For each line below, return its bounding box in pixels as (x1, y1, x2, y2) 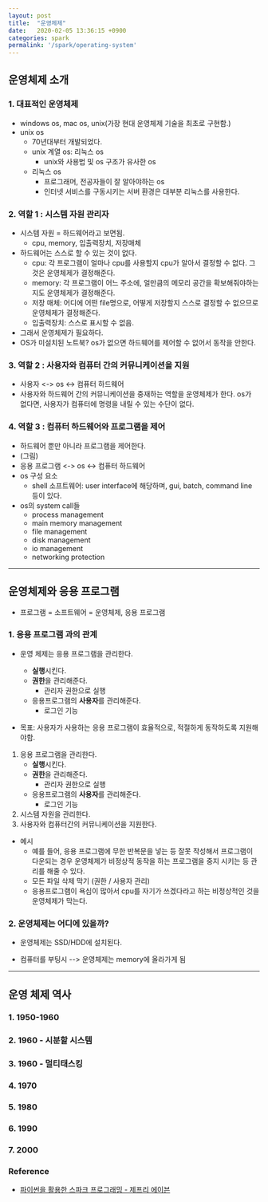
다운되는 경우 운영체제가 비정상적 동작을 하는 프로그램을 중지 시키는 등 (31, 856, 250, 865)
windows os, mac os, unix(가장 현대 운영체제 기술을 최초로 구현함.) (19, 118, 231, 128)
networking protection (31, 552, 105, 562)
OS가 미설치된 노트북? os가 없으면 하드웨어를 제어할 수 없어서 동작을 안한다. (19, 338, 257, 348)
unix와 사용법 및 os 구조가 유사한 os (43, 156, 156, 166)
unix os (19, 127, 45, 136)
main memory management (31, 518, 122, 527)
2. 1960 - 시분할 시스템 (8, 1035, 93, 1046)
